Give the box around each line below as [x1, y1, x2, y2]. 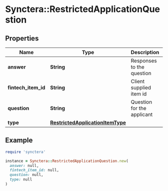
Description [130, 49, 159, 55]
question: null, [9, 172, 43, 177]
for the [130, 105, 146, 111]
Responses [130, 57, 157, 64]
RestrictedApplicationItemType [49, 119, 126, 126]
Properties [5, 34, 39, 42]
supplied [130, 84, 151, 91]
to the [130, 63, 145, 70]
